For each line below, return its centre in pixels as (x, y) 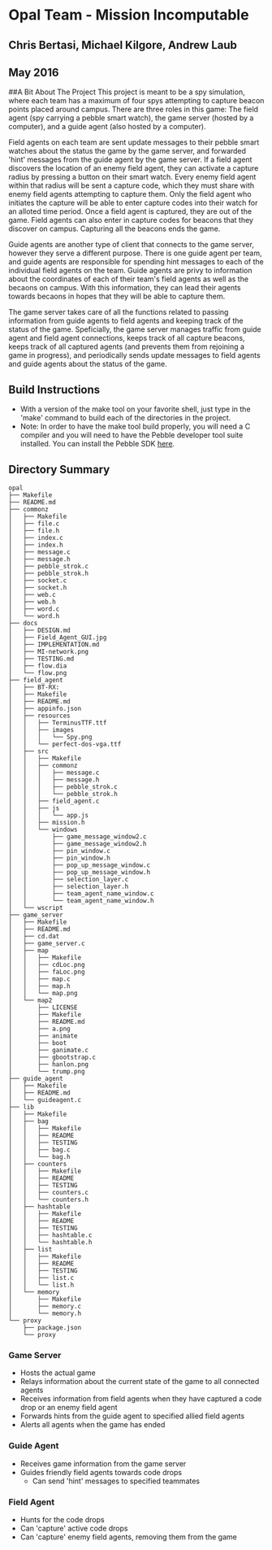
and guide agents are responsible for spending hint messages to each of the (136, 262)
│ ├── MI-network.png (49, 652)
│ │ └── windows (43, 830)
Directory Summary (59, 469)
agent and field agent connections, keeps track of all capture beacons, (127, 338)
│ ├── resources (39, 716)
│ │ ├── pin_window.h (60, 858)
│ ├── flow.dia (38, 666)
